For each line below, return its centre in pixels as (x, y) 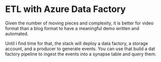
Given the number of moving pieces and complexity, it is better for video (79, 23)
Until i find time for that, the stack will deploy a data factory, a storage (77, 43)
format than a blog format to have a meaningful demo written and (72, 28)
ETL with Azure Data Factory (66, 9)
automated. (17, 33)
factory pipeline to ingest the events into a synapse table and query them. (81, 54)
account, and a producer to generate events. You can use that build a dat (80, 48)
